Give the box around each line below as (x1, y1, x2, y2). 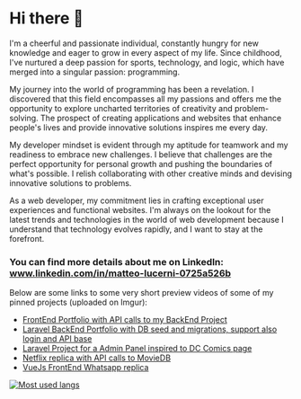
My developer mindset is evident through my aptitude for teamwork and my (9, 139, 289, 150)
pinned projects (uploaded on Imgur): (9, 297, 148, 308)
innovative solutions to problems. (9, 177, 132, 188)
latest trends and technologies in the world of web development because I (9, 214, 285, 225)
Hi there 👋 (9, 8, 84, 29)
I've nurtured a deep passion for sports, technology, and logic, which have (9, 57, 285, 67)
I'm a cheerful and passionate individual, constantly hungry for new (9, 38, 259, 49)
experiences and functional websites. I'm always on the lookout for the (9, 204, 271, 215)
